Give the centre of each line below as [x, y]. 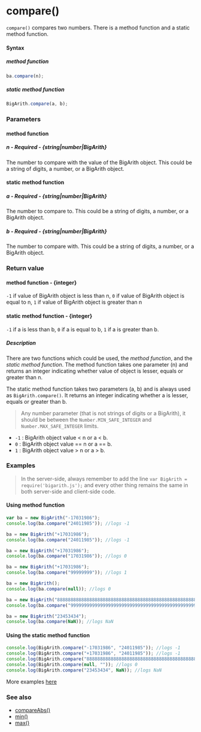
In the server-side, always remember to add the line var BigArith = [104, 479]
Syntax [15, 48]
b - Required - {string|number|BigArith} [57, 231]
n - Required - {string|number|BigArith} [57, 147]
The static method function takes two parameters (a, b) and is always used [98, 389]
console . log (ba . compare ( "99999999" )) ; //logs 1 [67, 573]
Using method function [35, 505]
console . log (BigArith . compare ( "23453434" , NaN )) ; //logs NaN [84, 670]
